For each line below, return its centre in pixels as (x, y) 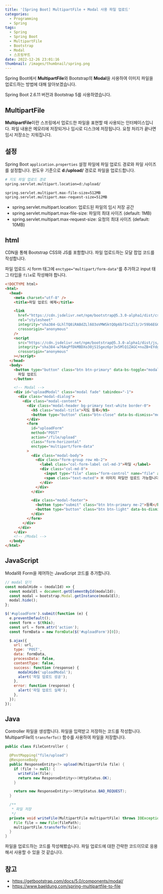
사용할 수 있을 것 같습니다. (39, 852)
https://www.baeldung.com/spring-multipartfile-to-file (66, 886)
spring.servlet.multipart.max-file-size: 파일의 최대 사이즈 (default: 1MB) (82, 213)
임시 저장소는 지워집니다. (28, 135)
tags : (10, 28)
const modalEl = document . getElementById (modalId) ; (63, 591)
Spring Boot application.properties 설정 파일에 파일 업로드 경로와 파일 (74, 164)
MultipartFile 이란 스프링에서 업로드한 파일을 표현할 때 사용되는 (65, 123)
